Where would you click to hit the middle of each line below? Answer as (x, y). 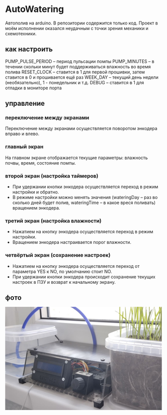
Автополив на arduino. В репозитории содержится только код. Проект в (82, 23)
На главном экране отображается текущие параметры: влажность (77, 158)
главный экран (24, 147)
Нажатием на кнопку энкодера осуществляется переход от (76, 266)
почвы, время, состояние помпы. (41, 163)
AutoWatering (35, 9)
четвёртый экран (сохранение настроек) (58, 255)
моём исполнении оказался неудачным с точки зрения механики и (77, 28)
